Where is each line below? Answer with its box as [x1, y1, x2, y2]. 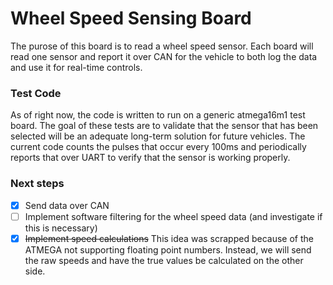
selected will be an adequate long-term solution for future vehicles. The [10, 130, 306, 142]
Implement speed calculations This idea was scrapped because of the [24, 232, 314, 244]
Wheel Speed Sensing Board [10, 7, 252, 30]
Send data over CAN [24, 199, 110, 211]
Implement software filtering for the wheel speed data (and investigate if [24, 210, 323, 222]
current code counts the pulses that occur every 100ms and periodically [10, 141, 307, 153]
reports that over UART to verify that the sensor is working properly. [10, 152, 291, 164]
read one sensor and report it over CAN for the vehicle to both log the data [10, 50, 318, 62]
